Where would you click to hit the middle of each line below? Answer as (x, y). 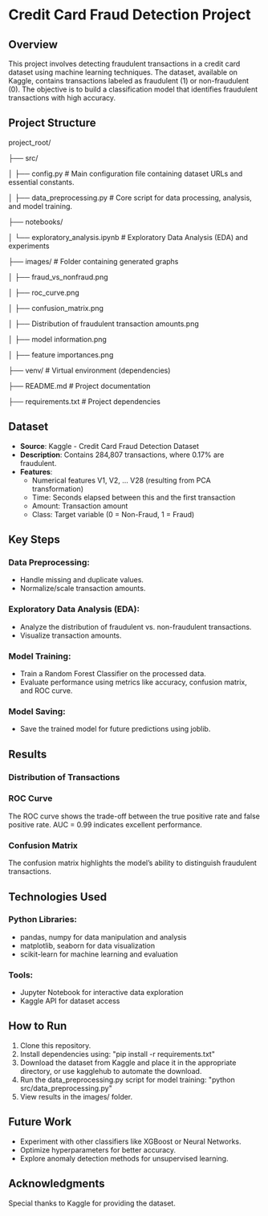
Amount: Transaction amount (80, 506)
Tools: (21, 975)
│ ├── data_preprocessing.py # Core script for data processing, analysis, (130, 198)
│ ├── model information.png (57, 339)
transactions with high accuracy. (62, 98)
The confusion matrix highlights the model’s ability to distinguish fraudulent (132, 863)
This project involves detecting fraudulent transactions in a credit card (124, 63)
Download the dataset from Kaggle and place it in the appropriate (128, 1063)
